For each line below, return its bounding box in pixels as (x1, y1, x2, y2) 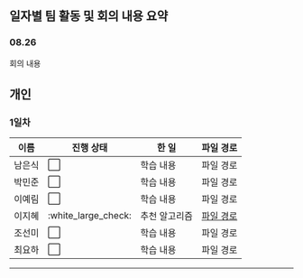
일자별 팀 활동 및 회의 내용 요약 (9, 8, 169, 24)
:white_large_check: (48, 209, 133, 222)
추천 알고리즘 (140, 210, 193, 223)
